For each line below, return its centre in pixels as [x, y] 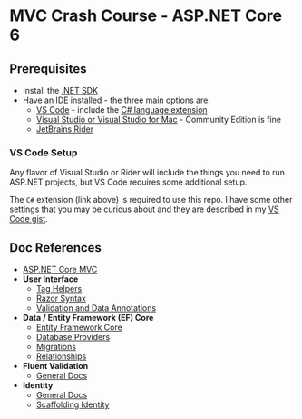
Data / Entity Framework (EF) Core [88, 318]
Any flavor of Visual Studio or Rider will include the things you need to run [147, 173]
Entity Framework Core [79, 327]
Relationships [61, 356]
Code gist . [29, 219]
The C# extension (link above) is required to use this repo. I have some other [151, 200]
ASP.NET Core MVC [60, 270]
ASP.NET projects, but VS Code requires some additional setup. [128, 182]
